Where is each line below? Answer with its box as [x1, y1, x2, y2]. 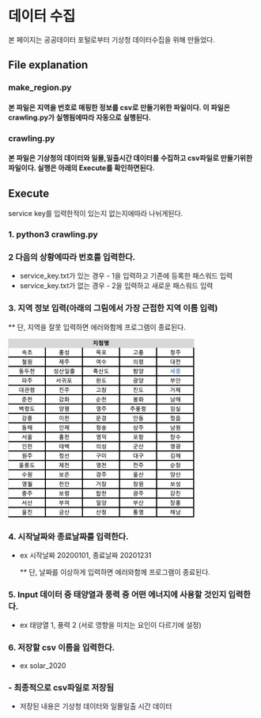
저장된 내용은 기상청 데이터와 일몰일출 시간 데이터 [19, 701, 172, 711]
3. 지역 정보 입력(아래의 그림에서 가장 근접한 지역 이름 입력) [8, 302, 218, 313]
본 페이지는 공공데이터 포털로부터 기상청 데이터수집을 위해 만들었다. [8, 35, 215, 44]
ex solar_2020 [19, 660, 66, 670]
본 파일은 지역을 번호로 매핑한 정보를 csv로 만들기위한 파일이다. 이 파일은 [8, 102, 231, 112]
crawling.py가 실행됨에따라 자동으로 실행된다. [8, 112, 152, 122]
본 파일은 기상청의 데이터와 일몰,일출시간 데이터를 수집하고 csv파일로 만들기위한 [8, 154, 253, 163]
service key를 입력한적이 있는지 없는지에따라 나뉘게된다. [8, 209, 183, 218]
